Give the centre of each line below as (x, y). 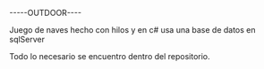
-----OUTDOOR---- (46, 13)
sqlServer (27, 39)
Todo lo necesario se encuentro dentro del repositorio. (110, 56)
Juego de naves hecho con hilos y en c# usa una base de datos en (133, 30)
